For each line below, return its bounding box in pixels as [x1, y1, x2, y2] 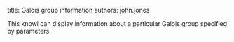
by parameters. [7, 27, 51, 35]
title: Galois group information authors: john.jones [7, 6, 150, 14]
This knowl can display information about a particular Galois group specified [7, 20, 228, 27]
